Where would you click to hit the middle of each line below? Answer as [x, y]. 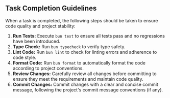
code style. [25, 57]
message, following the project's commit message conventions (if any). [88, 90]
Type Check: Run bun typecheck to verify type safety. [69, 46]
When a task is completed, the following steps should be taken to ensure [82, 20]
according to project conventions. [48, 68]
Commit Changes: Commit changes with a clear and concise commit [85, 84]
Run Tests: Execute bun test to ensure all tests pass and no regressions [89, 36]
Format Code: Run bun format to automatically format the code [79, 62]
